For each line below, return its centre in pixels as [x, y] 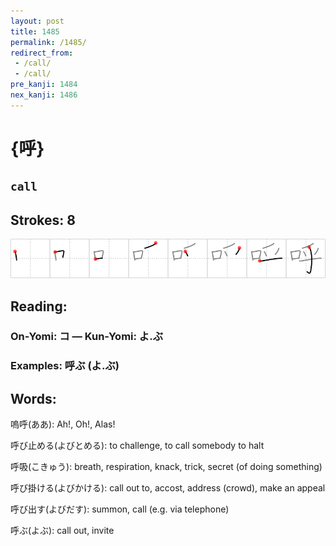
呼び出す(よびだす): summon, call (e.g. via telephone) [120, 509]
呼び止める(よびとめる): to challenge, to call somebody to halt [137, 446]
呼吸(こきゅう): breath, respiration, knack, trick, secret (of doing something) [166, 467]
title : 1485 [35, 31]
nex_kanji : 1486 [44, 95]
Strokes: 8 [43, 220]
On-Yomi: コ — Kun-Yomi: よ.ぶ [87, 337]
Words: [33, 398]
